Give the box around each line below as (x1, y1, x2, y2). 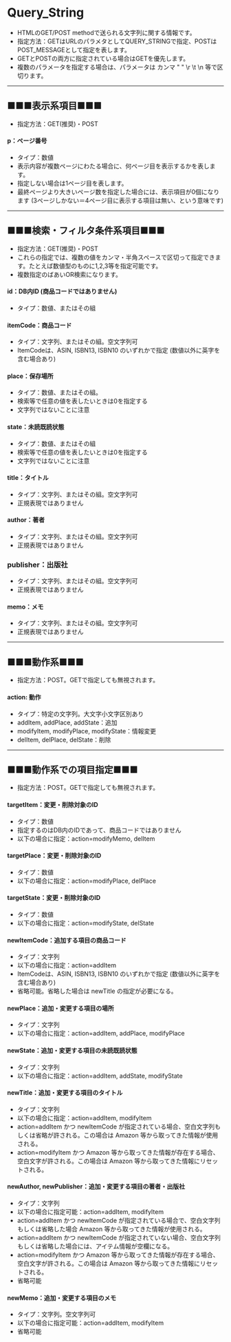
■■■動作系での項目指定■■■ (7, 764, 139, 775)
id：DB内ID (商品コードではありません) (7, 287, 118, 295)
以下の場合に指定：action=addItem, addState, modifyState (16, 1071, 184, 1080)
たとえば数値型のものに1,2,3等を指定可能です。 (28, 262, 162, 270)
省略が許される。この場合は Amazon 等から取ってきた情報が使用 (35, 1131, 219, 1139)
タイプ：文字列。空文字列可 (16, 1310, 96, 1319)
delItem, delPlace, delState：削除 (16, 735, 111, 744)
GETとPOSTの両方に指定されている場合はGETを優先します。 (16, 54, 190, 63)
